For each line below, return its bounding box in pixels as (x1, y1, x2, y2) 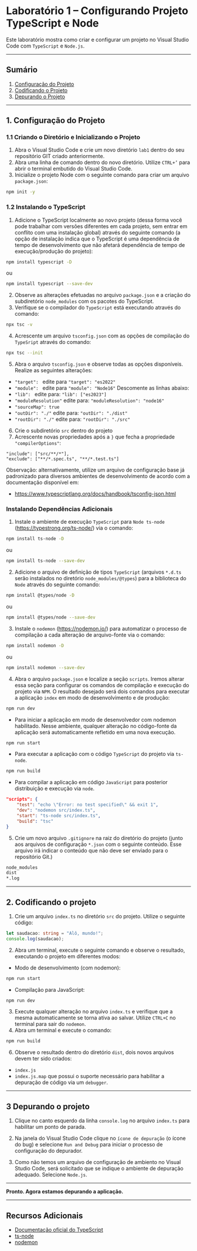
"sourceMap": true (14, 404, 60, 410)
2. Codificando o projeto (6, 897, 97, 907)
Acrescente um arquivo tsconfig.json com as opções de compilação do (14, 332, 190, 339)
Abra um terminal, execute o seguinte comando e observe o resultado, (14, 946, 185, 954)
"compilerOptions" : (14, 440, 62, 447)
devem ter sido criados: (14, 1055, 72, 1062)
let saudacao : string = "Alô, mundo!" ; (6, 930, 104, 936)
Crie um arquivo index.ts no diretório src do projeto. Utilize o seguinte (14, 912, 185, 919)
